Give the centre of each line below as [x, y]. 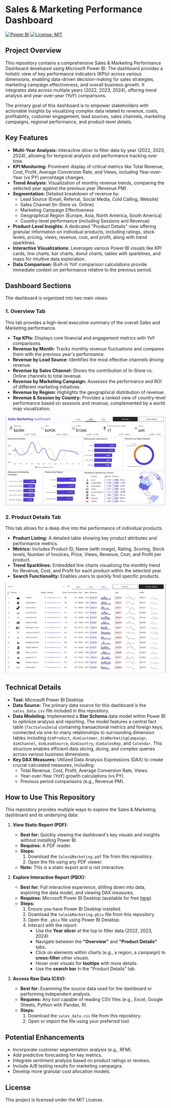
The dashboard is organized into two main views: [57, 298]
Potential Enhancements [45, 1037]
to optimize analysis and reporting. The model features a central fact [84, 721]
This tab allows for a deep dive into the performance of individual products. [84, 528]
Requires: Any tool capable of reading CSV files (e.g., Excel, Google [92, 1000]
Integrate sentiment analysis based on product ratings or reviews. [81, 1060]
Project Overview [33, 50]
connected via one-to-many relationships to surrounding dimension [83, 732]
